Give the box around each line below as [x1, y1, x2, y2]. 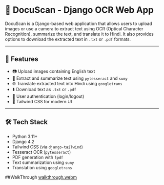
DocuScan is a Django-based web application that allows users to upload [5, 21, 152, 26]
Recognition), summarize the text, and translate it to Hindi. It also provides [5, 31, 154, 37]
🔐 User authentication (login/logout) [12, 93, 84, 99]
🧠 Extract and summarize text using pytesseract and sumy [12, 75, 128, 81]
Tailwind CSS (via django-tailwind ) [12, 144, 83, 150]
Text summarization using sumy [12, 159, 74, 165]
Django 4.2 [12, 139, 35, 144]
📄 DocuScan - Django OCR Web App [5, 4, 154, 16]
